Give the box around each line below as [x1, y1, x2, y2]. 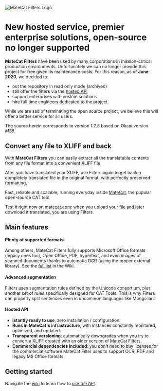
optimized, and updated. [12, 327, 61, 333]
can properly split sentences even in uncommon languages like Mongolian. [5, 295, 155, 301]
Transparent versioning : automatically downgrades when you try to [12, 333, 149, 338]
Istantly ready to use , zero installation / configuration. [12, 317, 121, 323]
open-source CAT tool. [5, 195, 51, 200]
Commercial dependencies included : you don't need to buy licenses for [12, 343, 158, 349]
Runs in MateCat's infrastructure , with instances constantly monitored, [12, 322, 157, 328]
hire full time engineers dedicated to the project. [12, 99, 109, 105]
